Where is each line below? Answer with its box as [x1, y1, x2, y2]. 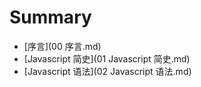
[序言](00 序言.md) [23, 40, 102, 52]
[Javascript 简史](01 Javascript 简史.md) [23, 52, 191, 65]
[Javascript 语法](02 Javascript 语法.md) [23, 65, 192, 77]
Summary [9, 6, 92, 29]
